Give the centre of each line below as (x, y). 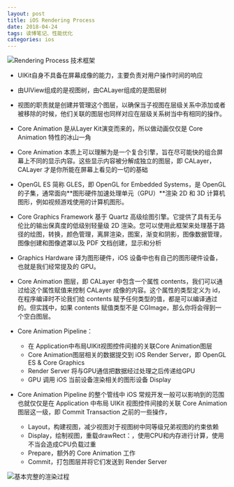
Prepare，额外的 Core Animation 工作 (82, 453)
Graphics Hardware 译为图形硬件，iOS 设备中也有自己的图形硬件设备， (119, 258)
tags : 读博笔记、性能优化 (40, 33)
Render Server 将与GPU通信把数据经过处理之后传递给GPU (111, 371)
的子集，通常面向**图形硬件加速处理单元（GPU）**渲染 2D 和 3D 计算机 (121, 194)
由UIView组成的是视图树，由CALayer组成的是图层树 (92, 90)
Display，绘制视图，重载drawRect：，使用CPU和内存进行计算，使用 (126, 436)
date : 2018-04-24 (32, 27)
